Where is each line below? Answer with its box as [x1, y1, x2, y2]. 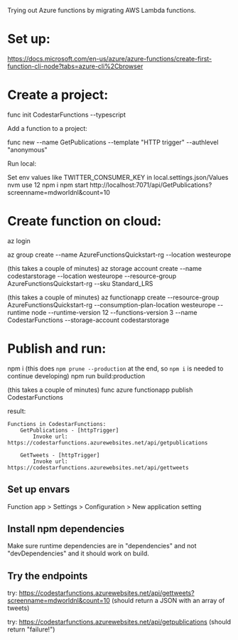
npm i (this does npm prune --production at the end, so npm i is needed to [7, 364, 224, 373]
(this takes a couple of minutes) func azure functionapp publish [7, 385, 193, 394]
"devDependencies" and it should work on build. [7, 549, 149, 558]
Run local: [7, 159, 37, 168]
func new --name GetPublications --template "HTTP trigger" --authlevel [7, 138, 219, 146]
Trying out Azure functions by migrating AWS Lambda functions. [7, 6, 197, 14]
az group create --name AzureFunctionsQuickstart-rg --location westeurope [7, 250, 232, 259]
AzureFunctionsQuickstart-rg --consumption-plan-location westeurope [7, 300, 216, 309]
